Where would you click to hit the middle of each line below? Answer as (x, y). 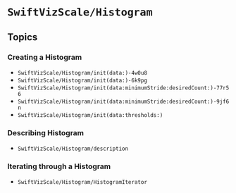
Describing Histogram (46, 132)
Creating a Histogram (45, 57)
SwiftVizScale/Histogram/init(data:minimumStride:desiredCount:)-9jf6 (123, 101)
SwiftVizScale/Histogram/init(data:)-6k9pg (82, 80)
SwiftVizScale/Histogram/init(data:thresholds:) (90, 115)
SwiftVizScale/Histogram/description (73, 149)
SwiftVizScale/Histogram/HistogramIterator (82, 182)
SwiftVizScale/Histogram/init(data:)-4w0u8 (82, 73)
